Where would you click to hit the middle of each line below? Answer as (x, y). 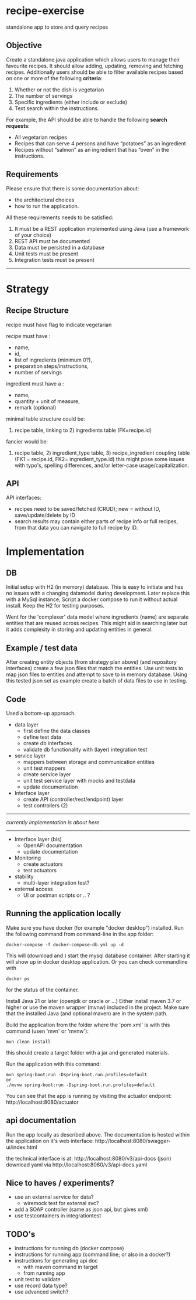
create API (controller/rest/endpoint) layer (73, 799)
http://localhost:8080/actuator (42, 1102)
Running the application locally (64, 914)
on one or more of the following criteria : (54, 78)
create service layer (47, 774)
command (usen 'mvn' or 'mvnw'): (48, 1031)
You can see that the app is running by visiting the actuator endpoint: (89, 1096)
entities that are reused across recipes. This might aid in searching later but (97, 623)
